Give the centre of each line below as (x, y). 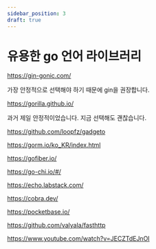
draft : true (24, 20)
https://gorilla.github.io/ (41, 103)
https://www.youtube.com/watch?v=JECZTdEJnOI (78, 239)
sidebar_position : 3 (37, 13)
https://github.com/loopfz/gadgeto (56, 132)
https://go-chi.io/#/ (34, 172)
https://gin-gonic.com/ (39, 76)
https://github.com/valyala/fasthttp (56, 226)
